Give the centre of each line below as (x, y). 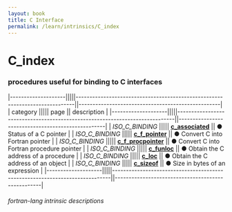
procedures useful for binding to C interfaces (85, 82)
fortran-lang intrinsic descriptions (56, 201)
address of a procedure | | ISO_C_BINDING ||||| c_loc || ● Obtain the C (108, 155)
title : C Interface (36, 20)
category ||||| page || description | (60, 112)
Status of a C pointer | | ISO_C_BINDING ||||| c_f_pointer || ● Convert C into (115, 134)
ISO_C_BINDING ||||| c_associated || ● (167, 126)
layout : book (27, 13)
